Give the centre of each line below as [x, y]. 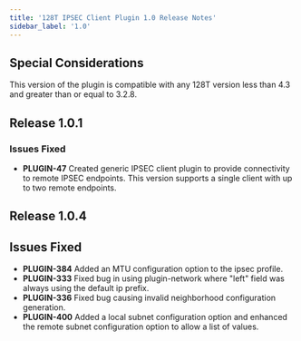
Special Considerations [77, 63]
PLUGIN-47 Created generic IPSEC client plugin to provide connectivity [156, 168]
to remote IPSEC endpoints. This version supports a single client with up [157, 178]
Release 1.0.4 [49, 216]
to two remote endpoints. [69, 188]
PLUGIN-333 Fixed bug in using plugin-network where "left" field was [154, 278]
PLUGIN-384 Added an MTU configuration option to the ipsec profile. [153, 269]
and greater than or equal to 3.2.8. [73, 94]
